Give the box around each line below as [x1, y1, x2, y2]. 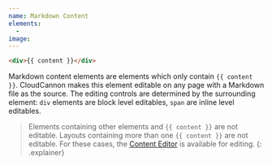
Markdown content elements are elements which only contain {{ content [8, 72, 253, 81]
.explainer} [28, 148, 65, 158]
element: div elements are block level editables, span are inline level [8, 98, 235, 107]
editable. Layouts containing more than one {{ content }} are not [28, 131, 248, 141]
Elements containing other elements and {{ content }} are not [28, 122, 238, 132]
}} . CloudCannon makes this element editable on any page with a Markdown [8, 80, 265, 90]
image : [8, 34, 31, 43]
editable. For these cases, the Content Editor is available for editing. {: [28, 139, 262, 149]
